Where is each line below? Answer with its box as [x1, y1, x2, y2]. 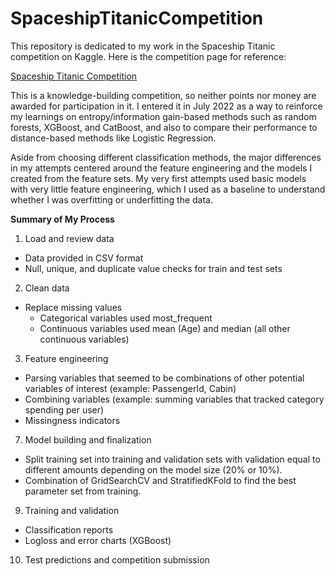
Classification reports [24, 523, 114, 536]
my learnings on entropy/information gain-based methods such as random [10, 110, 317, 122]
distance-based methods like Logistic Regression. [10, 132, 217, 144]
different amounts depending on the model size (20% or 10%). [24, 463, 283, 476]
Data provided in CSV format [24, 252, 144, 264]
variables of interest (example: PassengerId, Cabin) [24, 382, 237, 394]
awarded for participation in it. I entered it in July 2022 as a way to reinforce [10, 100, 323, 112]
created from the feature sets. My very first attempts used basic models [10, 172, 307, 184]
